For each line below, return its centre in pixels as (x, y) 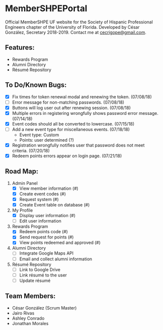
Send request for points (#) (46, 237)
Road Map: (22, 172)
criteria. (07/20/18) (31, 151)
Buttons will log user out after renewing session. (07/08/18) (71, 108)
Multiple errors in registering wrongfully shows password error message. (85, 113)
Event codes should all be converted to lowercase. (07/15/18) (73, 124)
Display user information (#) (47, 216)
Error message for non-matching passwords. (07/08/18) (68, 102)
